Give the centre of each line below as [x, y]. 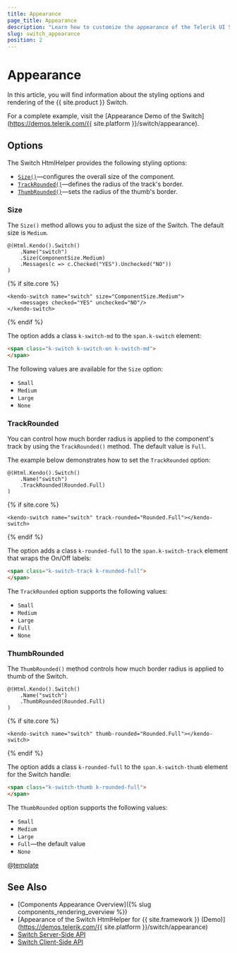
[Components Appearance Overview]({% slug [84, 904]
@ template [23, 865]
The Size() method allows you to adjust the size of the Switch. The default [116, 225]
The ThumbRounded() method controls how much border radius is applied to [116, 669]
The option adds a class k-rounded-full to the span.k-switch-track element [117, 551]
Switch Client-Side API [50, 942]
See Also [27, 888]
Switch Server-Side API [51, 934]
